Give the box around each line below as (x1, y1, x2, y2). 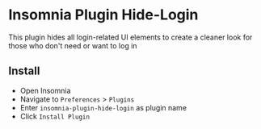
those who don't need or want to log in (8, 40, 137, 50)
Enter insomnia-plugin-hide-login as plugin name (19, 102, 187, 112)
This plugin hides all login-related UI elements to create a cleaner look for (8, 32, 253, 42)
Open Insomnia (19, 85, 71, 95)
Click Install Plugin (19, 111, 91, 121)
